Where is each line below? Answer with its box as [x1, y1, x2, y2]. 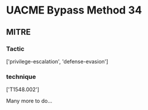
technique [6, 72, 37, 81]
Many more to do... [6, 98, 53, 105]
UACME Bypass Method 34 [6, 4, 142, 17]
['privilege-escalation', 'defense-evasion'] [6, 58, 108, 65]
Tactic [6, 45, 25, 53]
